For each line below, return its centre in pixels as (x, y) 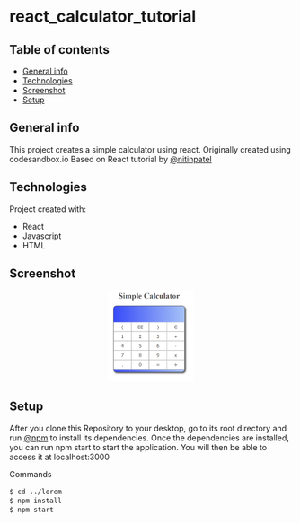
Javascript (42, 236)
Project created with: (48, 209)
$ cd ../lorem (36, 492)
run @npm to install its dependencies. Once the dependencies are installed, (149, 438)
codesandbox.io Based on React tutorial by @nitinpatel (111, 159)
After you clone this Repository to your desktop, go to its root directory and (148, 428)
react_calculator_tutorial (103, 17)
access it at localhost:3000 (60, 457)
